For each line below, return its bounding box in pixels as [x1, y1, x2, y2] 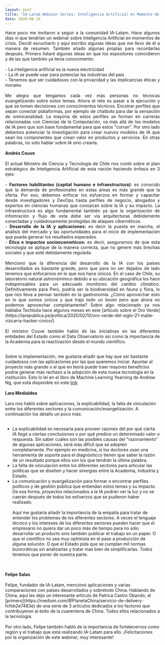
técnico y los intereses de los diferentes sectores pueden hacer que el [12, 520, 155, 526]
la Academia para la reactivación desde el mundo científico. [5, 339, 126, 345]
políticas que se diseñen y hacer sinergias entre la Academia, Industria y [12, 468, 159, 474]
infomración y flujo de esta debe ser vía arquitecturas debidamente [5, 213, 160, 219]
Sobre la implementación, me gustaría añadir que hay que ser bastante [5, 353, 148, 360]
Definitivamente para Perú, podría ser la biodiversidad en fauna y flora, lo [5, 286, 160, 292]
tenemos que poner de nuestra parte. [12, 551, 88, 557]
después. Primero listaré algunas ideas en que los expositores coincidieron [5, 51, 160, 57]
